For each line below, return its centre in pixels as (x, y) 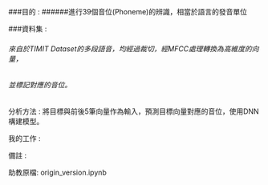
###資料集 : (28, 29)
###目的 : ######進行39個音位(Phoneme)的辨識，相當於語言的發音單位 (128, 12)
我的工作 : (24, 138)
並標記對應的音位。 (40, 85)
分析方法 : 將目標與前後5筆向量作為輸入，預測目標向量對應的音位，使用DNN (134, 111)
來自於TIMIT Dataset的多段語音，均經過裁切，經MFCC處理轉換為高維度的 (130, 48)
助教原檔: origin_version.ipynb (57, 172)
